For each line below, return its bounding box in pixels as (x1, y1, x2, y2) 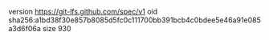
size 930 (43, 24, 71, 33)
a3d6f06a (8, 24, 42, 33)
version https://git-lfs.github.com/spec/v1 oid (8, 7, 158, 16)
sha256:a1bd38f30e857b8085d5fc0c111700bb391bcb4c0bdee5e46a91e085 (8, 15, 261, 25)
